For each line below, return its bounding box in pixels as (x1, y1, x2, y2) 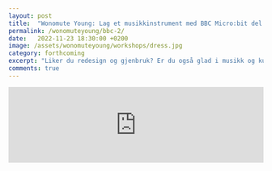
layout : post (8, 11, 53, 20)
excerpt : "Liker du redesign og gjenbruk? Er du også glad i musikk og (8, 57, 255, 65)
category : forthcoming (8, 49, 85, 57)
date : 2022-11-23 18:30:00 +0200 (8, 34, 129, 43)
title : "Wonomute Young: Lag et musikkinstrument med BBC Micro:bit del (8, 19, 263, 27)
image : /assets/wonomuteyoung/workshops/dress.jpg (8, 42, 183, 50)
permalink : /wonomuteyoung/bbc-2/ (8, 27, 125, 35)
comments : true (8, 65, 60, 73)
